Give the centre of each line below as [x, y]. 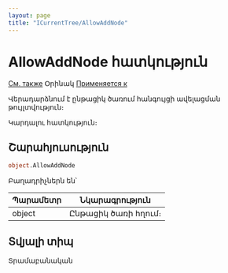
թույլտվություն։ [36, 107]
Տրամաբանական [40, 260]
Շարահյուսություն [59, 147]
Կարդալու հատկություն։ [53, 122]
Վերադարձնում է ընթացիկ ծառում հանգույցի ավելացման [114, 99]
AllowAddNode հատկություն [108, 62]
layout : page [29, 15]
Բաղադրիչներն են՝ [42, 181]
